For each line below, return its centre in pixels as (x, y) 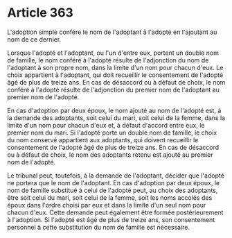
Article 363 (41, 13)
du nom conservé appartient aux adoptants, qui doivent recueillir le (103, 139)
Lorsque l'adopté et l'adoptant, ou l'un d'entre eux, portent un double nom (113, 53)
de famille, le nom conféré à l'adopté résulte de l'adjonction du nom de (108, 60)
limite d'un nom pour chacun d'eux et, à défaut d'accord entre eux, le (106, 125)
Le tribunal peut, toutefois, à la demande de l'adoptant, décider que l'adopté (116, 176)
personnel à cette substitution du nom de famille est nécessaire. (99, 227)
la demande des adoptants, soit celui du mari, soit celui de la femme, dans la (116, 118)
